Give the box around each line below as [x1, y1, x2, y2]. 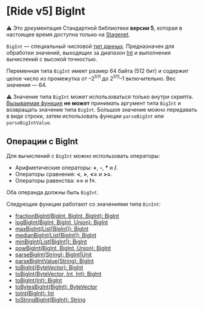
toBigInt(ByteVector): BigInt [15, 264, 84, 271]
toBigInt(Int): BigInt [15, 277, 62, 284]
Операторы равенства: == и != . [15, 177, 97, 185]
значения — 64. [6, 81, 47, 89]
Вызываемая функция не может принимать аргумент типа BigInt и [6, 99, 181, 107]
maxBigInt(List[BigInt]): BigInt [15, 225, 89, 233]
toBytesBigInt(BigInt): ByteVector [15, 284, 98, 291]
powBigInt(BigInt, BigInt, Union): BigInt [15, 245, 111, 252]
